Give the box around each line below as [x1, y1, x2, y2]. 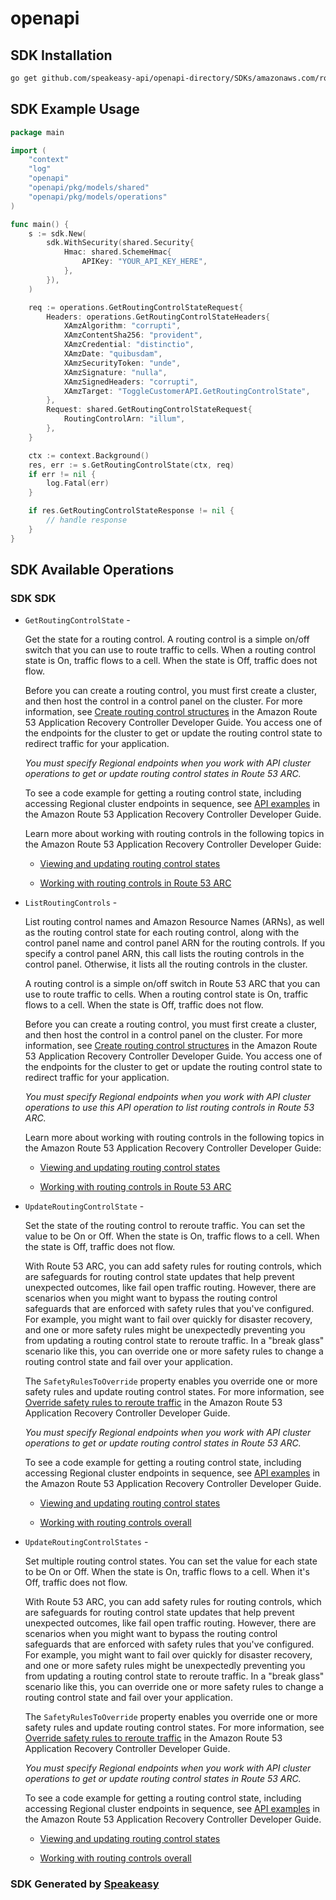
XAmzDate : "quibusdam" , [63, 349, 163, 359]
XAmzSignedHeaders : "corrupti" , [63, 377, 199, 387]
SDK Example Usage [10, 101, 140, 118]
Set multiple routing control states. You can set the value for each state [24, 1555, 318, 1567]
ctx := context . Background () [28, 450, 150, 461]
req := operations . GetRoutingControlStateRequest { [28, 302, 244, 312]
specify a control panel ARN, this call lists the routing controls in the [24, 948, 305, 960]
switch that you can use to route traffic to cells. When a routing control [24, 644, 316, 656]
